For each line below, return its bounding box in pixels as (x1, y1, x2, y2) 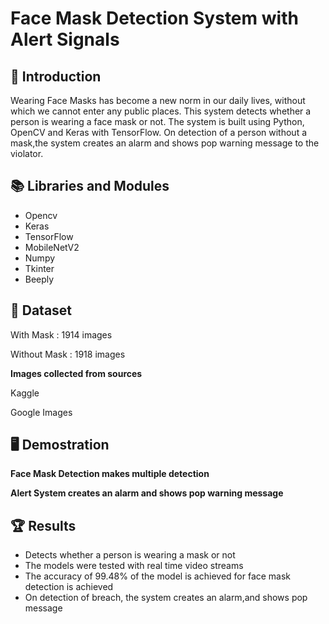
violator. (10, 148, 44, 159)
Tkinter (24, 262, 55, 274)
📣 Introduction (10, 68, 102, 85)
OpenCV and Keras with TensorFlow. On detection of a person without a (10, 127, 308, 138)
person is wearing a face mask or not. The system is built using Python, (10, 116, 305, 127)
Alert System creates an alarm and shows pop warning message (10, 487, 284, 499)
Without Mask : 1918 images (10, 348, 126, 360)
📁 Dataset (10, 302, 73, 319)
